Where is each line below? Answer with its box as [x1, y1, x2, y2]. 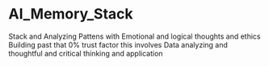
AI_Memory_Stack [8, 5, 133, 23]
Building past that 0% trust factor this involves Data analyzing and [8, 39, 229, 49]
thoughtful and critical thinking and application [8, 48, 163, 58]
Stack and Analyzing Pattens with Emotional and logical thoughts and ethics [8, 31, 261, 41]
